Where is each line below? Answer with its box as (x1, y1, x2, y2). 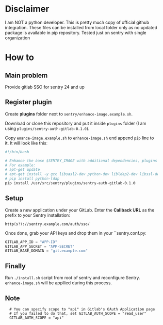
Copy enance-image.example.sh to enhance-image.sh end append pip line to (5, 135, 154, 141)
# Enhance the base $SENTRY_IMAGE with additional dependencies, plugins (5, 158, 158, 163)
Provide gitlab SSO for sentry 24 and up (5, 84, 85, 90)
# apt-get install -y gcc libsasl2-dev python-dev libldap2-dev (5, 172, 138, 177)
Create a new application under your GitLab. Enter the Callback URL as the (5, 207, 155, 213)
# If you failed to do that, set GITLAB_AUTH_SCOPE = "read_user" (9, 311, 147, 316)
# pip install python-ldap (5, 176, 60, 181)
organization (5, 35, 30, 41)
